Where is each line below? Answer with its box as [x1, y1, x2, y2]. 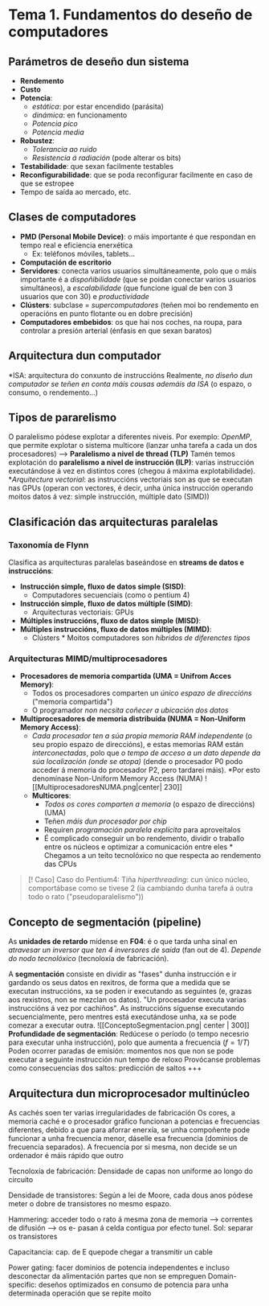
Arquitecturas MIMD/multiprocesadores [8, 653, 168, 664]
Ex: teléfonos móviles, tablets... [31, 248, 136, 258]
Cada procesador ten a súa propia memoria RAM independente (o [31, 731, 253, 741]
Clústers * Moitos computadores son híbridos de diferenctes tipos [31, 633, 251, 643]
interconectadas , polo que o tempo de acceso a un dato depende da [31, 748, 261, 758]
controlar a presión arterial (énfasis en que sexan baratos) [19, 326, 213, 335]
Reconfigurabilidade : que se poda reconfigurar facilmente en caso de [19, 170, 253, 179]
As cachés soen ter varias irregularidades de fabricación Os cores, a [8, 1108, 235, 1118]
